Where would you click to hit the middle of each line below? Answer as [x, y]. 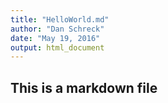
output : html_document [57, 47]
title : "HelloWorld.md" [60, 19]
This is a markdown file [84, 87]
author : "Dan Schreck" [57, 29]
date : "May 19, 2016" [55, 38]
